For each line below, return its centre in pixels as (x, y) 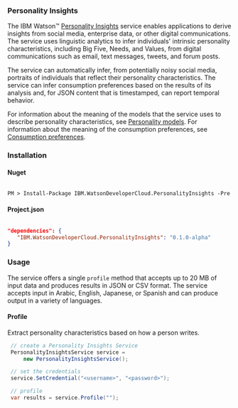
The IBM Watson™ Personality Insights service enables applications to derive (119, 26)
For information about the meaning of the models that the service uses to (114, 114)
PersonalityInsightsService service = (68, 352)
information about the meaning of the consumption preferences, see (108, 130)
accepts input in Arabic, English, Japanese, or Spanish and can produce (113, 293)
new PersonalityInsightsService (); (76, 359)
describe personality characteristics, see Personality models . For (102, 122)
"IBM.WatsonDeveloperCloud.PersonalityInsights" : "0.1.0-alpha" (114, 237)
